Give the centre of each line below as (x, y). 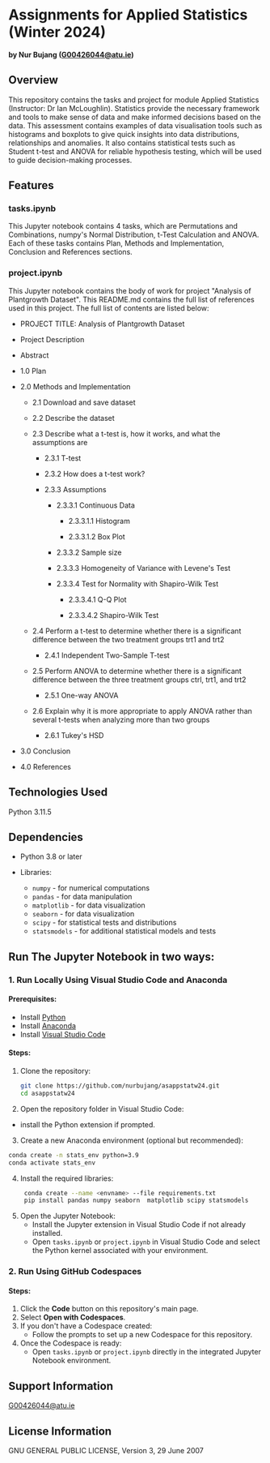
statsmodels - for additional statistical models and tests (124, 931)
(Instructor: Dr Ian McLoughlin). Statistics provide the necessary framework (134, 108)
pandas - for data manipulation (82, 897)
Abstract (34, 355)
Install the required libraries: (67, 1178)
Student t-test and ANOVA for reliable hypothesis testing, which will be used (135, 151)
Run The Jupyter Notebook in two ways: (112, 957)
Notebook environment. (72, 1361)
